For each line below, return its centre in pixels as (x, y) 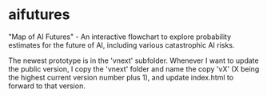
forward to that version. (47, 86)
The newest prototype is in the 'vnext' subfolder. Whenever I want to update (133, 60)
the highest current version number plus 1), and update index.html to (121, 77)
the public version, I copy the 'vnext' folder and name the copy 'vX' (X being (134, 68)
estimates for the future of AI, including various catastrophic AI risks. (122, 45)
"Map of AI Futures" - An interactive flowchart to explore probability (120, 37)
